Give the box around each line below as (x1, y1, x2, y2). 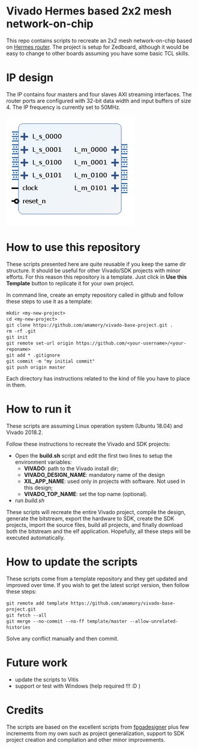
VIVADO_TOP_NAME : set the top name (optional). (23, 490, 148, 497)
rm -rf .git (6, 328, 36, 334)
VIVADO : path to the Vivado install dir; (23, 465, 119, 472)
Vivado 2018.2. (6, 429, 43, 436)
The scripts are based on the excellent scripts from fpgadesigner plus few (6, 723, 190, 730)
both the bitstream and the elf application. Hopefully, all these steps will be (6, 527, 191, 535)
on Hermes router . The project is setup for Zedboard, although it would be (6, 43, 189, 51)
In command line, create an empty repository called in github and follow (6, 291, 184, 299)
